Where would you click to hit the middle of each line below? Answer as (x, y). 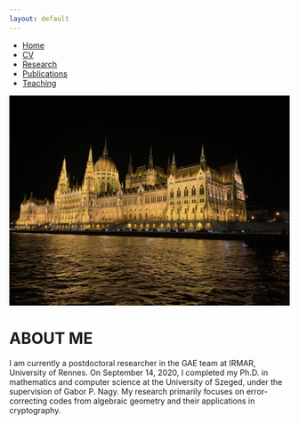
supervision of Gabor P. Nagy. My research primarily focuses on (127, 391)
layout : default (39, 19)
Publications (45, 73)
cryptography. (35, 410)
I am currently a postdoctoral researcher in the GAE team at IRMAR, (133, 363)
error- (257, 391)
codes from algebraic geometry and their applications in (152, 401)
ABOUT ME (51, 338)
